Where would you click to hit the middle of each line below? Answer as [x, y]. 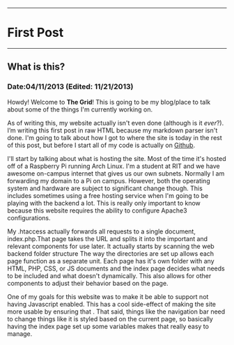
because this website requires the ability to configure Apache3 [97, 210]
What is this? [36, 67]
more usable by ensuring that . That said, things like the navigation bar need [116, 312]
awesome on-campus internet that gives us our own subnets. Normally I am [116, 173]
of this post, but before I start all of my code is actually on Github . [101, 145]
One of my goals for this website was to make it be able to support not [108, 296]
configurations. [29, 217]
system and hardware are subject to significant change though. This [105, 188]
